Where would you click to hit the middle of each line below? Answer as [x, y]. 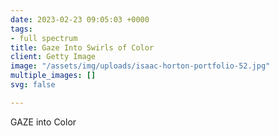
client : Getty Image [53, 57]
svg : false [33, 85]
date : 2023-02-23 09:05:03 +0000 [80, 19]
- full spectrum [44, 38]
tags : [21, 29]
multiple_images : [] [53, 76]
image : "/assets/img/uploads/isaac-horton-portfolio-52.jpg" [140, 66]
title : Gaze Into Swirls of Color [82, 47]
